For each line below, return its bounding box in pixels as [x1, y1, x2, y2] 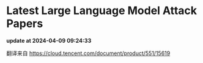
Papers [6, 17, 43, 31]
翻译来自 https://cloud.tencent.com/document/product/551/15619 [6, 50, 171, 57]
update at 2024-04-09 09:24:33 [6, 37, 92, 44]
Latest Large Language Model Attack [6, 4, 197, 18]
